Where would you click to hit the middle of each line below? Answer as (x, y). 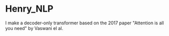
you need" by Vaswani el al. (34, 28)
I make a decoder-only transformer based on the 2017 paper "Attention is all (84, 23)
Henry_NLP (29, 9)
